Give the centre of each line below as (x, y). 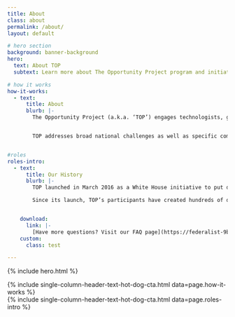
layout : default (31, 33)
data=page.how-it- (199, 285)
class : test (43, 245)
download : (34, 219)
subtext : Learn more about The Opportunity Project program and (109, 72)
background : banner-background (53, 53)
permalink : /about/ (36, 27)
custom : (31, 238)
